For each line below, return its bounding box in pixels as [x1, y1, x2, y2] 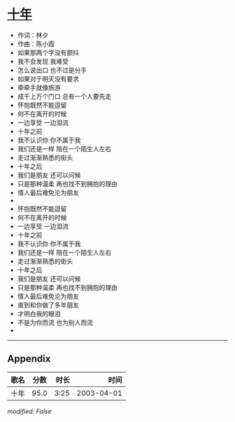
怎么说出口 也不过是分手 [17, 66, 87, 74]
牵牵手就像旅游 [17, 83, 61, 92]
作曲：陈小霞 [17, 39, 55, 48]
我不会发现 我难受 [17, 57, 69, 65]
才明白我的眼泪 [17, 309, 61, 318]
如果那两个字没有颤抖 [17, 48, 79, 57]
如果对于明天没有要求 [17, 74, 79, 83]
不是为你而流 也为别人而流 [17, 318, 93, 326]
